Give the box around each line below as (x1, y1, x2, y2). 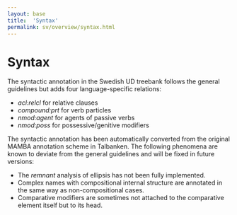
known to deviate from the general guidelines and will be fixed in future (7, 150, 215, 158)
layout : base (7, 10, 46, 18)
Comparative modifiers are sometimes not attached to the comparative (17, 194, 224, 202)
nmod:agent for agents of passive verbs (17, 114, 135, 122)
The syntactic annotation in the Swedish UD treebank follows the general (7, 77, 221, 86)
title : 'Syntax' (7, 17, 59, 24)
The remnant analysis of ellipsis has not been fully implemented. (17, 171, 206, 180)
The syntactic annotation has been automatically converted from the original (7, 135, 230, 144)
